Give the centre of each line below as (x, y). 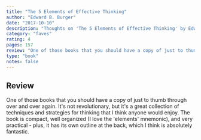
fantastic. (18, 132)
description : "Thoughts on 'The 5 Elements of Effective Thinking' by (96, 28)
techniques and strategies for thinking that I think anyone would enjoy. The (98, 113)
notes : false (22, 61)
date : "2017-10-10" (31, 23)
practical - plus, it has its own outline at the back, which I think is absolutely (99, 125)
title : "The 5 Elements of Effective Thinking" (67, 12)
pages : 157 (20, 45)
